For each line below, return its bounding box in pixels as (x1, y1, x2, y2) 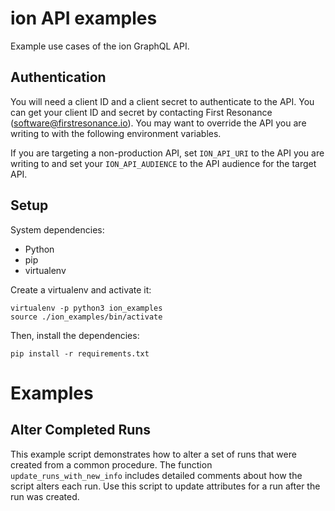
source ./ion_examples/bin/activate (10, 312, 163, 322)
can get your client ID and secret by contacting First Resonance (10, 106, 273, 118)
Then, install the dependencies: (10, 329, 140, 341)
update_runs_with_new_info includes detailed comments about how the (10, 469, 303, 481)
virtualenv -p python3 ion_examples (10, 303, 163, 313)
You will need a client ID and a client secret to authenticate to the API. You (10, 95, 315, 107)
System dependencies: (10, 223, 105, 236)
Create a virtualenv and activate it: (10, 283, 152, 296)
